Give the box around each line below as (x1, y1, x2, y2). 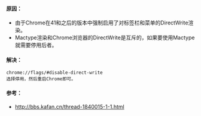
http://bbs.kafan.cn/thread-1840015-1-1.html (14, 103, 124, 110)
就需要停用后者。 (14, 42, 57, 49)
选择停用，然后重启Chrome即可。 (6, 76, 76, 82)
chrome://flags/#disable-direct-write (6, 70, 103, 76)
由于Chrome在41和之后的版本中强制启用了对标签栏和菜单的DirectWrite (14, 19, 188, 26)
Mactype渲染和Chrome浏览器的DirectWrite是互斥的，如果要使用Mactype (14, 34, 195, 41)
